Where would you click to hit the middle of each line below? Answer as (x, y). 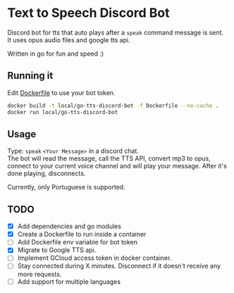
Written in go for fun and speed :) (56, 54)
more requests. (39, 274)
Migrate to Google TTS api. (57, 250)
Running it (30, 76)
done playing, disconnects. (47, 173)
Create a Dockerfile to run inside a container (82, 235)
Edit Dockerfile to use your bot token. (61, 92)
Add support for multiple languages (69, 281)
